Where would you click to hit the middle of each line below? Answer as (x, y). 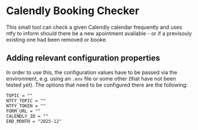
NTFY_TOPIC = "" (26, 101)
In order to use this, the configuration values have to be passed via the (92, 72)
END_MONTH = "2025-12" (34, 121)
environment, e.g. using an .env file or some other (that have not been (91, 78)
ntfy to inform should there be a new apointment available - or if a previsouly (99, 33)
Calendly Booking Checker (73, 11)
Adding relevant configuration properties (83, 58)
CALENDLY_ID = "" (27, 116)
